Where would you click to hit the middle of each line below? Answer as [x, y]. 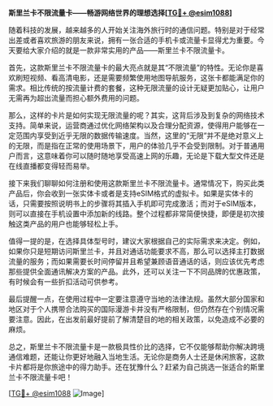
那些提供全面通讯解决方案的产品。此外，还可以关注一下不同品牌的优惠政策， [136, 272]
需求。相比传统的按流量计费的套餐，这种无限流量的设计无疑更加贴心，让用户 [136, 88]
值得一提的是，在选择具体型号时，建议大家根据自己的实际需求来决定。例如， [136, 241]
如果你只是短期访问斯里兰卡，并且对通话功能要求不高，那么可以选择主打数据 [136, 251]
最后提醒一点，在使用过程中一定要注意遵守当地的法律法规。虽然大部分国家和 [136, 299]
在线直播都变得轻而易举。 [51, 166]
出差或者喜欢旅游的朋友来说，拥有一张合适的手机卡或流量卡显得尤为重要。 [133, 40]
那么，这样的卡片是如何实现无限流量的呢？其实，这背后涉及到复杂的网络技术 [136, 115]
